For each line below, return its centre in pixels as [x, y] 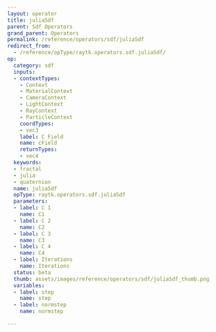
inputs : [25, 72]
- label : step [34, 292]
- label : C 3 [32, 234]
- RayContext [39, 111]
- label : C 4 [32, 247]
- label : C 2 [32, 221]
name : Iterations [45, 266]
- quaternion [32, 182]
